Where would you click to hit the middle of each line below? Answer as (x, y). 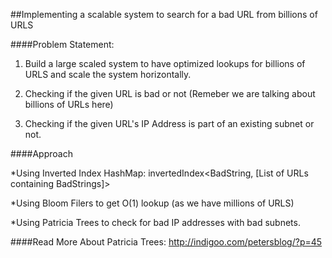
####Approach (41, 153)
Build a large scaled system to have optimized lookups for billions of (165, 63)
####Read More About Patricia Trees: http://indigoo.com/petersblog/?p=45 (166, 242)
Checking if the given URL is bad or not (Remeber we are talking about (170, 93)
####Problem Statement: (62, 44)
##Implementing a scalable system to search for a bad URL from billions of (164, 14)
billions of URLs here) (69, 104)
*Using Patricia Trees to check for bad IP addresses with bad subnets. (155, 222)
